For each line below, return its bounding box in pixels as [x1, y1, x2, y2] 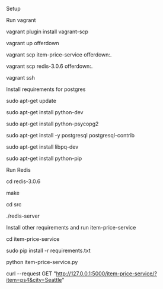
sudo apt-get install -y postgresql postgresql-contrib [6, 132, 135, 139]
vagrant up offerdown [6, 40, 59, 46]
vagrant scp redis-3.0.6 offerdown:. [6, 62, 93, 70]
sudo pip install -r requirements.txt [6, 247, 91, 254]
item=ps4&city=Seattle [6, 277, 62, 283]
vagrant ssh [6, 74, 36, 81]
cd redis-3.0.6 [6, 178, 41, 185]
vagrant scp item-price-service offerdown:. [6, 51, 112, 58]
